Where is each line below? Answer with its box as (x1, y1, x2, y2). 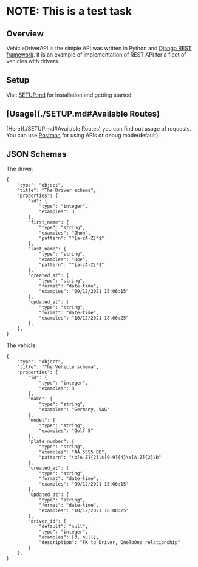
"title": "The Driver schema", (17, 187, 97, 194)
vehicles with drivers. (6, 58, 60, 64)
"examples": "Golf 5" (38, 428, 94, 434)
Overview (6, 29, 44, 39)
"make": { (28, 396, 53, 402)
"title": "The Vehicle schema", (17, 364, 99, 370)
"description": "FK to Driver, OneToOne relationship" (38, 540, 181, 546)
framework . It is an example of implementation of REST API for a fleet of (6, 51, 186, 58)
